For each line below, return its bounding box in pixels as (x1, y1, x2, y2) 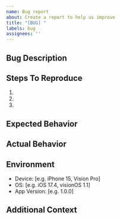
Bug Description (6, 53, 67, 63)
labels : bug (6, 25, 36, 32)
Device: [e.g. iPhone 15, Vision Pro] (14, 175, 101, 182)
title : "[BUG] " (6, 20, 46, 26)
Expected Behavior (6, 118, 78, 129)
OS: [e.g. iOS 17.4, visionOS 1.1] (14, 181, 91, 188)
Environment (6, 159, 55, 170)
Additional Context (6, 205, 77, 215)
